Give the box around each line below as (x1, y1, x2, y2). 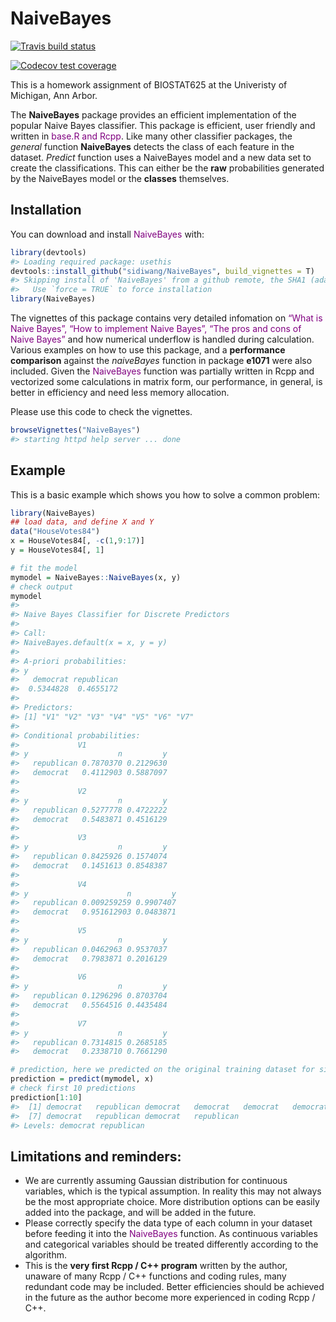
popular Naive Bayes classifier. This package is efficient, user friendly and (10, 119, 316, 131)
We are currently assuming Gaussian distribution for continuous (24, 1175, 288, 1187)
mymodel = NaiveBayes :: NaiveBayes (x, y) (10, 572, 182, 582)
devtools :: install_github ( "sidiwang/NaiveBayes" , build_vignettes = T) (10, 266, 315, 276)
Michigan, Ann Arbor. (10, 89, 98, 101)
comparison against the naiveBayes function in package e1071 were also (10, 355, 313, 366)
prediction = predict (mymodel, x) (10, 1074, 155, 1084)
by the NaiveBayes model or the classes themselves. (10, 172, 230, 184)
